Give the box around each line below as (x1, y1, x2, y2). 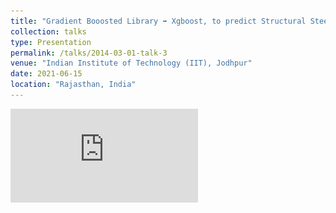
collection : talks (10, 26, 87, 37)
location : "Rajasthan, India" (10, 80, 137, 90)
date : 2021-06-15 (10, 69, 83, 79)
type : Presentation (10, 37, 92, 47)
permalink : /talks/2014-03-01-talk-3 (10, 48, 168, 58)
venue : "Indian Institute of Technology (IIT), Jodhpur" (10, 58, 253, 69)
